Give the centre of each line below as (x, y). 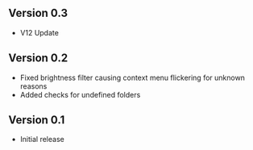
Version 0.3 (38, 13)
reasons (33, 86)
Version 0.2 (38, 58)
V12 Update (39, 32)
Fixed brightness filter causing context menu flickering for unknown (133, 77)
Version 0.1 (37, 120)
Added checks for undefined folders (80, 94)
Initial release (42, 140)
